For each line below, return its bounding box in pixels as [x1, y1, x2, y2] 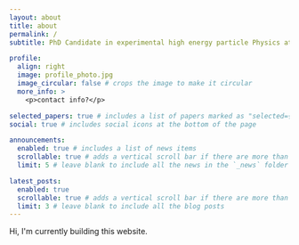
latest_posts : [9, 176, 62, 185]
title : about [9, 21, 58, 30]
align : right [17, 62, 66, 71]
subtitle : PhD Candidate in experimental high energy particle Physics [9, 37, 280, 47]
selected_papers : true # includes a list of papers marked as [9, 111, 245, 120]
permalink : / [9, 29, 58, 38]
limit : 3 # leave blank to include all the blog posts [17, 201, 225, 210]
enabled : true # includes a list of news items [17, 144, 198, 153]
